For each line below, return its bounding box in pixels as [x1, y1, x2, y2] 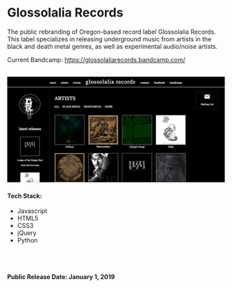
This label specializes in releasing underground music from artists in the [7, 34, 212, 43]
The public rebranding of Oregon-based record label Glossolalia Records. [7, 28, 216, 36]
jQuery [17, 229, 37, 237]
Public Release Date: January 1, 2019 [7, 272, 115, 280]
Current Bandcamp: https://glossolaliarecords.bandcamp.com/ [7, 55, 186, 63]
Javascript [17, 207, 48, 215]
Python [17, 236, 38, 245]
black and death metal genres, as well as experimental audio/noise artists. [7, 42, 218, 50]
